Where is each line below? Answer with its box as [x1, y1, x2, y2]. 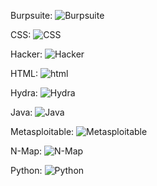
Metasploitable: [10, 126, 75, 137]
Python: [10, 165, 43, 176]
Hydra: [10, 87, 38, 99]
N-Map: [10, 145, 43, 157]
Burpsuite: [10, 10, 53, 21]
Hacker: [10, 48, 43, 60]
